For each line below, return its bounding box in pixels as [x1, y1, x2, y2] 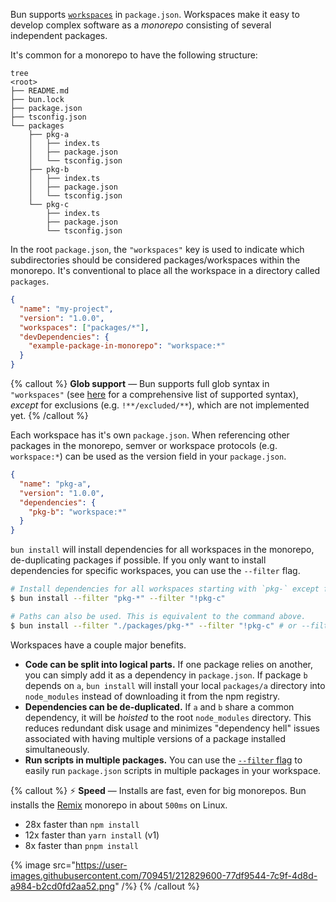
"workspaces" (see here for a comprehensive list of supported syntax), [10, 389, 299, 400]
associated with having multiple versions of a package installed [24, 732, 286, 744]
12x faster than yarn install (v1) [24, 829, 160, 841]
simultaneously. [24, 743, 90, 755]
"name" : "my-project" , [19, 304, 114, 314]
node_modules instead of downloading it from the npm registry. [24, 690, 280, 702]
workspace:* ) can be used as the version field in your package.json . [10, 450, 287, 462]
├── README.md [10, 86, 70, 96]
